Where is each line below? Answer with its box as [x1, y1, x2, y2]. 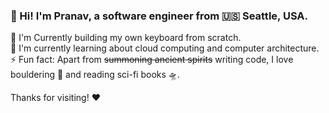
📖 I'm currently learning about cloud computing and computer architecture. [10, 42, 320, 54]
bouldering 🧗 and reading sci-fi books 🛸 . [10, 69, 180, 81]
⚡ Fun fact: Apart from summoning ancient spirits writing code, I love [10, 54, 294, 66]
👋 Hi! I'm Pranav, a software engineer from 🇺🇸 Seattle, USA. [10, 9, 309, 23]
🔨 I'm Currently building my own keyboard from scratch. [10, 32, 242, 44]
